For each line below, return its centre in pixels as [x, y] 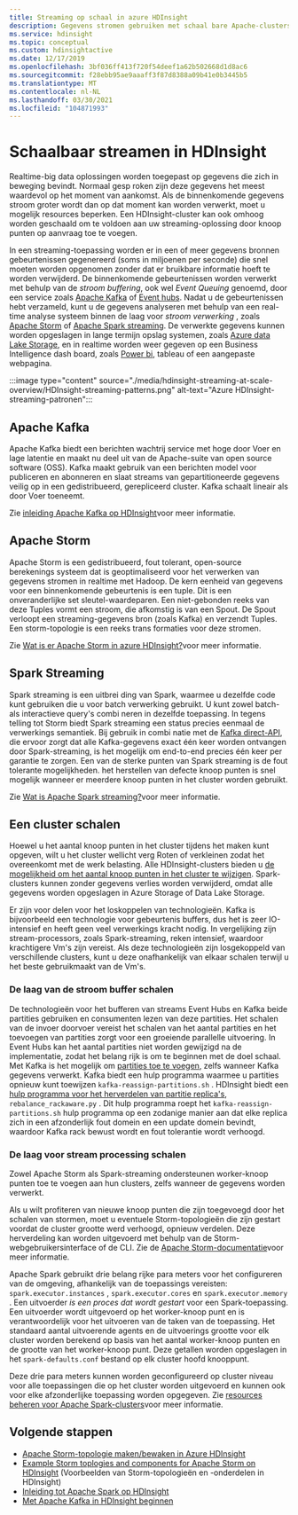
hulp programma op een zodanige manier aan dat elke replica [176, 1112]
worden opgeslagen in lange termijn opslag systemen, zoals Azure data [140, 335]
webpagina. [31, 364]
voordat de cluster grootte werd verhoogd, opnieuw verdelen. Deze [132, 1228]
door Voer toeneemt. [47, 496]
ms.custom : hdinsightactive [61, 51]
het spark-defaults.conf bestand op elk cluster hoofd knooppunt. [129, 1359]
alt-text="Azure [205, 390]
